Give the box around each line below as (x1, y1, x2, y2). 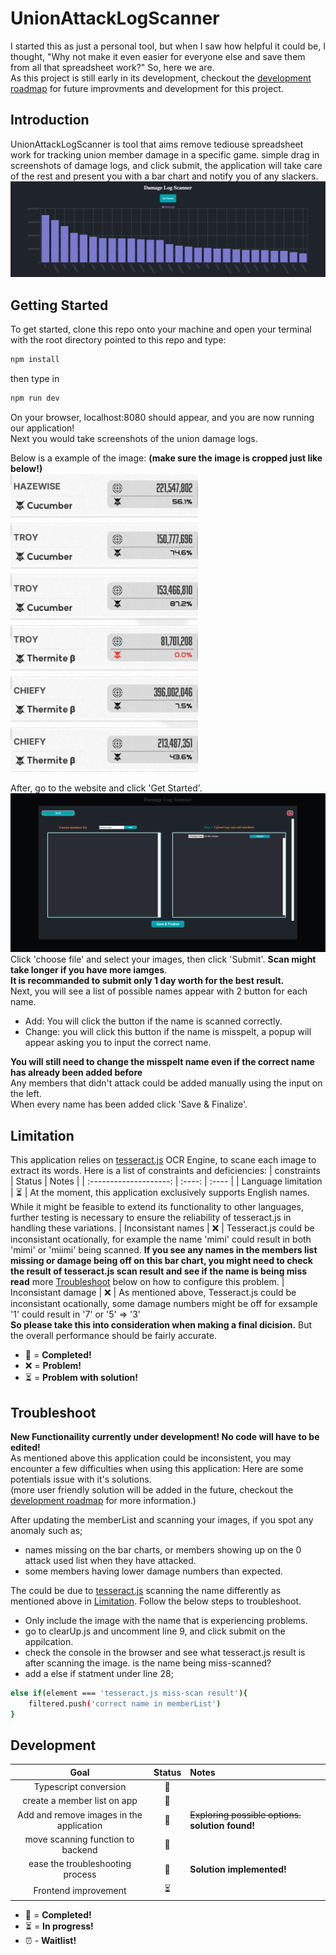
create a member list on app (22, 1795, 138, 1807)
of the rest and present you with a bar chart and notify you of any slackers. (10, 170, 319, 182)
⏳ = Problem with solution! (24, 1372, 138, 1384)
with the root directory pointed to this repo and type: (10, 334, 227, 346)
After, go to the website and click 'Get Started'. (10, 782, 203, 794)
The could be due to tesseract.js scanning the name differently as (10, 1584, 282, 1596)
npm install (10, 355, 60, 365)
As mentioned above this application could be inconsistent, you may (10, 1452, 292, 1464)
